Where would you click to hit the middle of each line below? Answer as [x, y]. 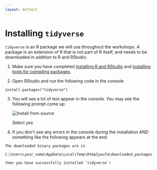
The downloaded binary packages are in [45, 146]
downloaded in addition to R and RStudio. [46, 57]
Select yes [22, 122]
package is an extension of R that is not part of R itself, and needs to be [76, 52]
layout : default [21, 9]
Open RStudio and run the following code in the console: [68, 81]
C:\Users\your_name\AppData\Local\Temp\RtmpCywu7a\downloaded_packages [78, 154]
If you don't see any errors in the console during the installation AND [80, 132]
